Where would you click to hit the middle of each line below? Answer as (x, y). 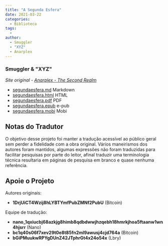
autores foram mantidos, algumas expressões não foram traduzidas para (80, 149)
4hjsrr (19, 227)
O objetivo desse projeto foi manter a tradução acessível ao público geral (81, 138)
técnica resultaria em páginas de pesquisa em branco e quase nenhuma (80, 160)
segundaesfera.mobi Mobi (40, 111)
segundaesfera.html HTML (40, 95)
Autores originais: (23, 193)
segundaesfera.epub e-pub (41, 105)
